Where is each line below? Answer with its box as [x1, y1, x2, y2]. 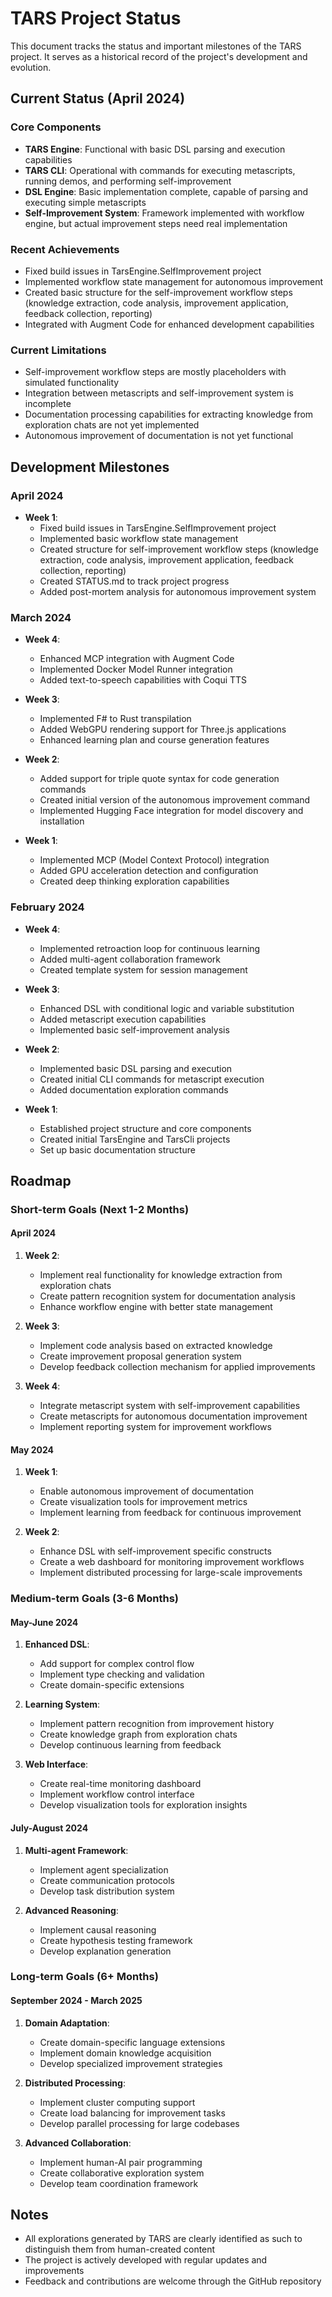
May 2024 [10, 1443, 55, 1456]
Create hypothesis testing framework [39, 1934, 193, 1946]
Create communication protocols [39, 1874, 176, 1886]
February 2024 [10, 900, 85, 914]
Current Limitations [10, 343, 107, 357]
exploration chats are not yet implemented [24, 419, 200, 431]
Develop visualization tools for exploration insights [39, 1799, 248, 1811]
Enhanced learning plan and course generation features [39, 734, 270, 746]
